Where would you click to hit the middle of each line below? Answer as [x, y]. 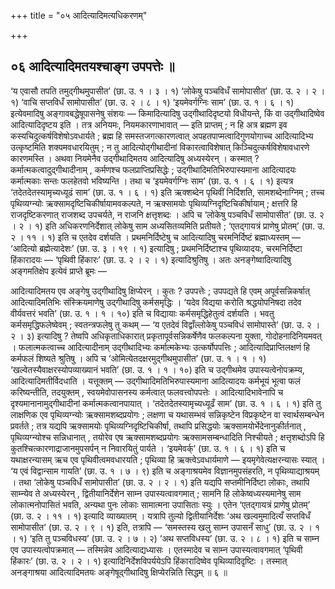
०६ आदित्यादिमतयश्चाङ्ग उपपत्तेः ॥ [92, 66]
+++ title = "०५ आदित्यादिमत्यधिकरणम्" [79, 15]
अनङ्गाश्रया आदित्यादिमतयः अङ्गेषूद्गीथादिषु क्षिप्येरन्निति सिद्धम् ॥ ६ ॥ [119, 572]
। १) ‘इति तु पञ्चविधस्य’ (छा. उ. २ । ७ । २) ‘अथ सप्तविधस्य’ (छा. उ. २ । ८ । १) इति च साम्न [165, 538]
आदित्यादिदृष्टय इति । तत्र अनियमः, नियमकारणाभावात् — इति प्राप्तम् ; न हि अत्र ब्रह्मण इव [149, 124]
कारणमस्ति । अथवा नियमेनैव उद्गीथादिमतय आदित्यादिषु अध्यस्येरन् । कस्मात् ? [135, 158]
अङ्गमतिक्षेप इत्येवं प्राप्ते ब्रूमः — [59, 271]
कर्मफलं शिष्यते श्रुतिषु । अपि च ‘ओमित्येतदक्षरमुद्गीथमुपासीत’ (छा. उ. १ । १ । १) [138, 358]
